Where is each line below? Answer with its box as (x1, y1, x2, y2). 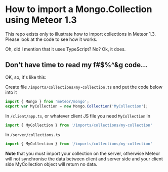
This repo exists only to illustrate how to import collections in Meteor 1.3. (5, 31, 156, 37)
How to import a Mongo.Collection (5, 4, 152, 15)
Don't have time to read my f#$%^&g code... (5, 61, 148, 69)
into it (5, 89, 17, 95)
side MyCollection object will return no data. (5, 161, 98, 167)
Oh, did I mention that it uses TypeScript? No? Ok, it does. (5, 46, 126, 52)
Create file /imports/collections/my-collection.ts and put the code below (5, 84, 163, 90)
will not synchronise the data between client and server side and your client (5, 156, 163, 162)
